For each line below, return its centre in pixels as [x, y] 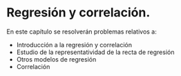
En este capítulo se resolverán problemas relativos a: [82, 31]
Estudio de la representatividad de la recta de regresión [95, 52]
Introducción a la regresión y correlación [74, 45]
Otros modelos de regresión [56, 59]
